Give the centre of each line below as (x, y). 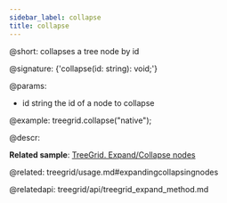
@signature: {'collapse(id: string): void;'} (84, 69)
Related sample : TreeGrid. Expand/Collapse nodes (102, 154)
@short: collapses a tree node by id (74, 51)
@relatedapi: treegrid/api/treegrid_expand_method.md (109, 189)
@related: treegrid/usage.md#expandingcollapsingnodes (114, 172)
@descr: (24, 137)
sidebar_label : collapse (55, 17)
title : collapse (39, 26)
